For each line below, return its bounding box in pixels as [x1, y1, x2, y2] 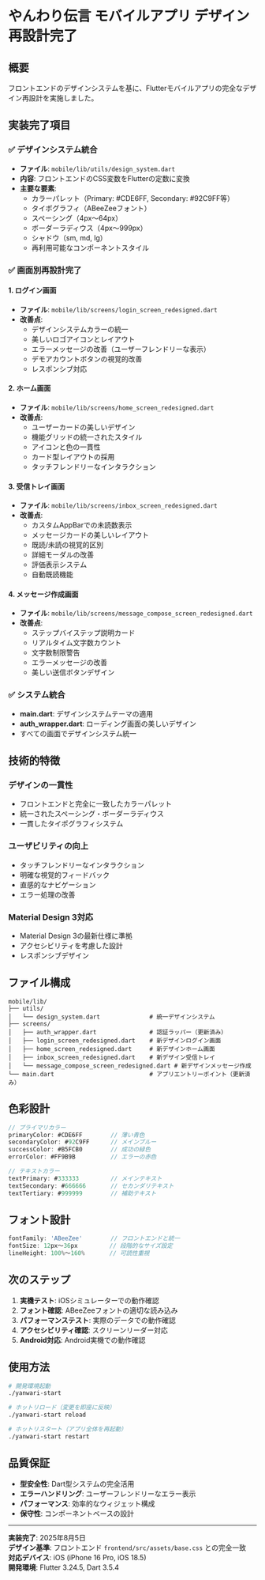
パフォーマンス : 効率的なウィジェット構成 [19, 1499, 155, 1508]
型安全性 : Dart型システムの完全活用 [19, 1479, 135, 1488]
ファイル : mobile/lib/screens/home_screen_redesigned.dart [19, 403, 215, 412]
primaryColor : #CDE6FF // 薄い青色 [8, 1131, 145, 1139]
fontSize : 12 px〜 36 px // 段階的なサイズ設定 [8, 1242, 174, 1250]
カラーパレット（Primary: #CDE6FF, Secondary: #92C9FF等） [31, 193, 234, 202]
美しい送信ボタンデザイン [31, 667, 115, 677]
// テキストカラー [8, 1167, 61, 1175]
